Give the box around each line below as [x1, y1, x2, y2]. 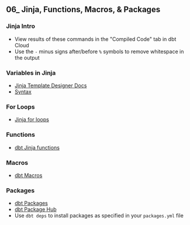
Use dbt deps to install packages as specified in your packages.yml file [14, 212, 184, 219]
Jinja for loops [14, 116, 50, 123]
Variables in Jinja [6, 68, 56, 77]
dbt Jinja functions [14, 144, 60, 151]
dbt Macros [14, 172, 43, 179]
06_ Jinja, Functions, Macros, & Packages [6, 5, 161, 15]
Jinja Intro [6, 22, 36, 30]
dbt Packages [14, 200, 48, 207]
